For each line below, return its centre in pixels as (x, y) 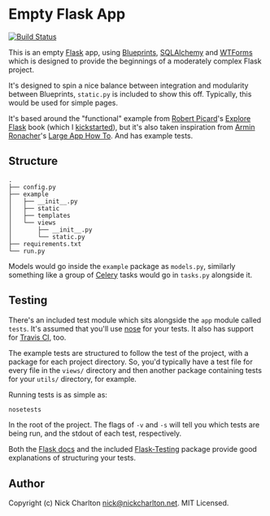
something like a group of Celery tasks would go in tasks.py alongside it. (131, 275)
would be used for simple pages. (63, 102)
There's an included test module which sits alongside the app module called (135, 320)
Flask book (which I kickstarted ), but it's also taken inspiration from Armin (132, 127)
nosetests (25, 410)
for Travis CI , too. (37, 337)
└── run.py (27, 251)
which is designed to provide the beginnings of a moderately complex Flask (135, 61)
